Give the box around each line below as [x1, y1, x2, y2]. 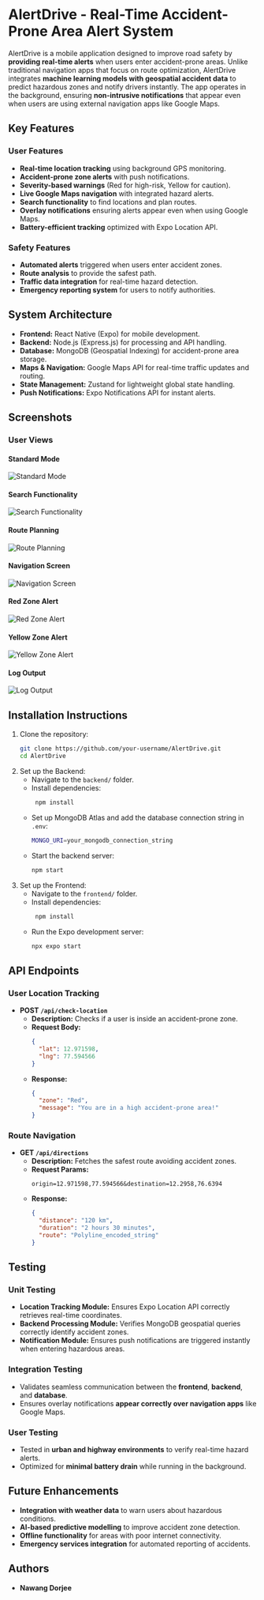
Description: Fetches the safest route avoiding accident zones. [31, 1157, 237, 1166]
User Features [8, 145, 64, 157]
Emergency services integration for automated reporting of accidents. [19, 1539, 251, 1549]
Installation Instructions [8, 708, 128, 722]
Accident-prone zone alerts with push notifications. [19, 172, 190, 181]
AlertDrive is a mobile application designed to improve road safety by [8, 48, 232, 58]
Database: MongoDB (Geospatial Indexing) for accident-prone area [19, 345, 240, 355]
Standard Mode [8, 454, 61, 463]
